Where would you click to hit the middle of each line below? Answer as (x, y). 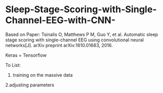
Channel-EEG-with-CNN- (60, 20)
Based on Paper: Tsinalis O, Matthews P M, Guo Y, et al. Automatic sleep (82, 34)
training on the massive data (43, 75)
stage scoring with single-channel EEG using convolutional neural (75, 40)
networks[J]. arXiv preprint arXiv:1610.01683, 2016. (59, 45)
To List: (13, 65)
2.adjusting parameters (30, 85)
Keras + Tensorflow (26, 55)
